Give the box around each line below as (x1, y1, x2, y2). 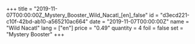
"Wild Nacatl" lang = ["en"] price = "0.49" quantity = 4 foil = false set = (6, 24, 184, 31)
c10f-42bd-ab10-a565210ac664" (6, 18, 89, 25)
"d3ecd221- (159, 11, 190, 19)
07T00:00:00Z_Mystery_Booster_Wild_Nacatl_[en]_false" (6, 11, 148, 19)
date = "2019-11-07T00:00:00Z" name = (89, 18, 190, 25)
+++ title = (6, 5, 33, 12)
